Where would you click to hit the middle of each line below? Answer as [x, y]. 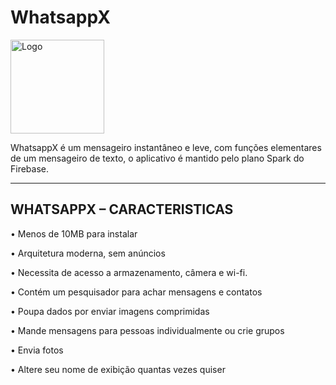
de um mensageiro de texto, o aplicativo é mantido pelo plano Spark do [157, 158]
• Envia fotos [37, 350]
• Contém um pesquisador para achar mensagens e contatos [136, 292]
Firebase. [30, 168]
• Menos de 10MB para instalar [74, 233]
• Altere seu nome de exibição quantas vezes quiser [118, 369]
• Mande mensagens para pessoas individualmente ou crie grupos [147, 330]
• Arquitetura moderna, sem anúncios [88, 253]
